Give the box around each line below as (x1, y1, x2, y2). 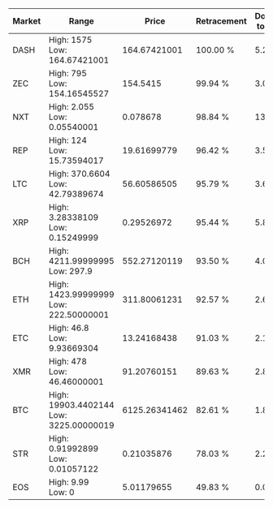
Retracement (195, 15, 248, 27)
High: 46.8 (48, 322, 89, 334)
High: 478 (48, 356, 88, 367)
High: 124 (48, 135, 88, 145)
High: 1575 (48, 34, 93, 45)
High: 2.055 (48, 101, 95, 112)
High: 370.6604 (48, 168, 110, 179)
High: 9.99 (48, 476, 89, 488)
